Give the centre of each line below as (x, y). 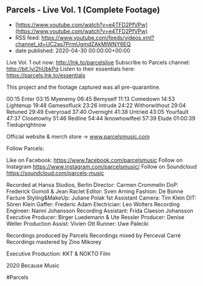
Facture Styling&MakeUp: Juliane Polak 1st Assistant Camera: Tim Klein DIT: (101, 198)
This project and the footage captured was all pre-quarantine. (84, 87)
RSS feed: (28, 37)
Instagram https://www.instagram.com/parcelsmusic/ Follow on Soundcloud (102, 166)
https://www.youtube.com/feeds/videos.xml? (98, 37)
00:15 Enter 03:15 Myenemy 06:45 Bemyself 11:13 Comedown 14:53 (91, 99)
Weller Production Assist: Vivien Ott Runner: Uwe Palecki (77, 223)
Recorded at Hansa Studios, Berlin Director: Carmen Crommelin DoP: (92, 184)
